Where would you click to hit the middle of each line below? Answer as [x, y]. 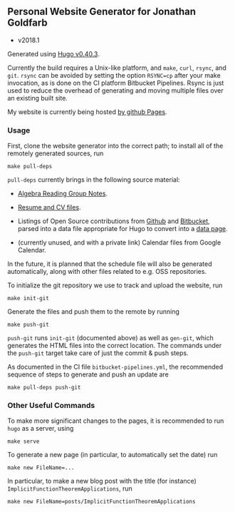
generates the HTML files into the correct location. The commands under [115, 346]
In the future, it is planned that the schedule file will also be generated [110, 264]
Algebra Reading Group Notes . [63, 194]
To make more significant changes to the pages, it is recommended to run [116, 421]
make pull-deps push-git [44, 388]
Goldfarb [27, 23]
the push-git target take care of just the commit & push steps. [98, 353]
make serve [23, 441]
